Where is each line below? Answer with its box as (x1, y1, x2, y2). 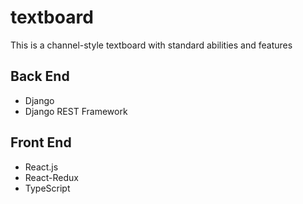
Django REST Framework (24, 105, 128, 117)
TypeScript (24, 182, 71, 194)
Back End (10, 68, 70, 85)
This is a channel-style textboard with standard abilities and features (10, 39, 293, 51)
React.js (24, 161, 59, 173)
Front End (10, 134, 72, 151)
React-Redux (24, 171, 79, 183)
